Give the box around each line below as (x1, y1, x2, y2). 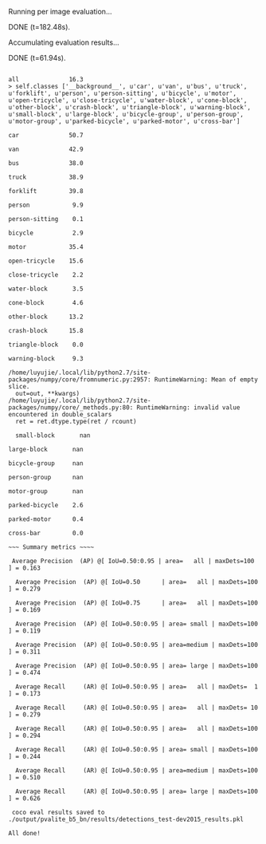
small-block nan (15, 432, 91, 440)
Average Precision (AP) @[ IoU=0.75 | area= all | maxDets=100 (15, 599, 259, 607)
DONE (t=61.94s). (8, 53, 66, 62)
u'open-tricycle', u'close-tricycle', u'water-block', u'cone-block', (8, 97, 248, 105)
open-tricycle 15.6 (8, 257, 84, 265)
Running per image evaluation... (8, 7, 112, 16)
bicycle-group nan (8, 459, 84, 467)
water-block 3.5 (8, 285, 84, 293)
